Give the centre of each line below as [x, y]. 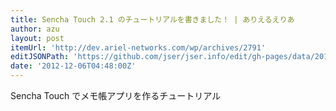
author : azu [35, 29]
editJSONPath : [40, 57]
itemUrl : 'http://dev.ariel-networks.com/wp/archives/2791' [138, 47]
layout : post [37, 38]
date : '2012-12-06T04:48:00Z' [73, 66]
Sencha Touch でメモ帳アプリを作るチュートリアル [116, 95]
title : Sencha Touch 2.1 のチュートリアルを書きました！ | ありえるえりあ [152, 19]
